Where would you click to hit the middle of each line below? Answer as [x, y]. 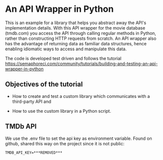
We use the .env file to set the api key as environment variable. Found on [79, 138]
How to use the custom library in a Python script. [62, 111]
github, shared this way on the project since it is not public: [65, 143]
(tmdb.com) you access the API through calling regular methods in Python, [81, 33]
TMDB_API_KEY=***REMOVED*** [34, 153]
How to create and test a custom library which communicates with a [81, 96]
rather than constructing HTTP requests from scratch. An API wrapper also [81, 38]
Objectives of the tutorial [44, 84]
